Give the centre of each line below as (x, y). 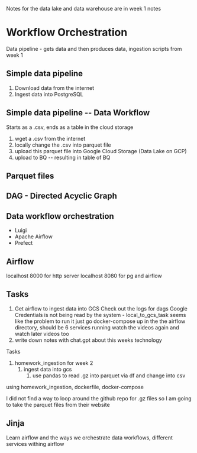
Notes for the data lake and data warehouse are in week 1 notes (84, 9)
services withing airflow (35, 444)
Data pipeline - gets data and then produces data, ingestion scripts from (94, 48)
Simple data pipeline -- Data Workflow (78, 113)
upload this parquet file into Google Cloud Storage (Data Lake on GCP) (101, 151)
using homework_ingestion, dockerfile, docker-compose (75, 387)
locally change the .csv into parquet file (63, 145)
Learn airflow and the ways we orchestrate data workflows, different (90, 438)
